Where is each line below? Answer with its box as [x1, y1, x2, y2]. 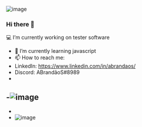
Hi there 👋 [6, 20, 35, 28]
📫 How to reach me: [14, 54, 65, 61]
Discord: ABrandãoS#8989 [14, 69, 80, 76]
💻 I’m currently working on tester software [6, 34, 110, 41]
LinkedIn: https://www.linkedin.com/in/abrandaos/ [14, 62, 136, 70]
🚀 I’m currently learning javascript [14, 48, 96, 55]
